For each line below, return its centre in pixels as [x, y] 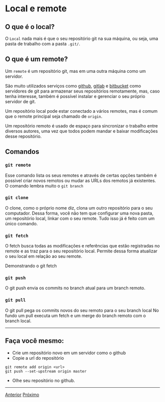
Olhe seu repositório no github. [43, 380]
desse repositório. [23, 136]
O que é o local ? [30, 27]
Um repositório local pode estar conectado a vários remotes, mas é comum [82, 111]
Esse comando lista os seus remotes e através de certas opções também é [81, 175]
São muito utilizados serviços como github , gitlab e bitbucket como [73, 86]
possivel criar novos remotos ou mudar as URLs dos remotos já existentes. [81, 181]
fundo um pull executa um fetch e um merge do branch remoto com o [76, 315]
